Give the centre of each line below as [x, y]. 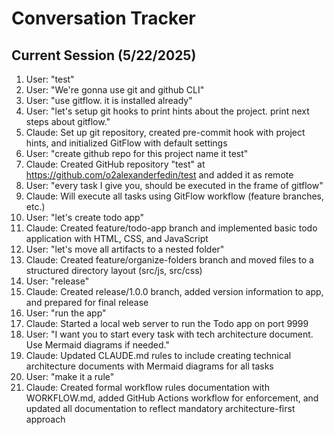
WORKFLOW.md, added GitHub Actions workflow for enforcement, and [172, 398]
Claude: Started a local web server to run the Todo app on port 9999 [167, 323]
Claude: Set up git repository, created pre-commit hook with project [165, 132]
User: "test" [50, 79]
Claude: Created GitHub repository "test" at [115, 164]
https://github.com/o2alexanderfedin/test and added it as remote [159, 175]
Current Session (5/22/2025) [104, 55]
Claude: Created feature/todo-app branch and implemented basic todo [171, 228]
